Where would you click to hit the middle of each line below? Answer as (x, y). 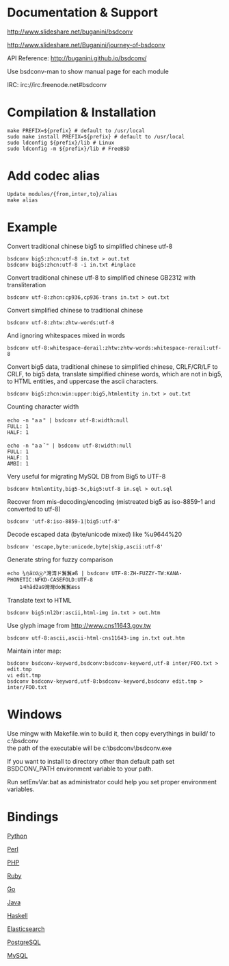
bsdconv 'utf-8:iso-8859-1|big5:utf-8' (64, 521)
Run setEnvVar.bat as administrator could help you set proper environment (112, 782)
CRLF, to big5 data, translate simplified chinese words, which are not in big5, (115, 374)
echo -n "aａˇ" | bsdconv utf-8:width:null (69, 446)
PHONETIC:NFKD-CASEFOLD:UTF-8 (50, 580)
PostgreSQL (24, 942)
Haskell (17, 915)
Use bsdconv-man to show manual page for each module (88, 71)
